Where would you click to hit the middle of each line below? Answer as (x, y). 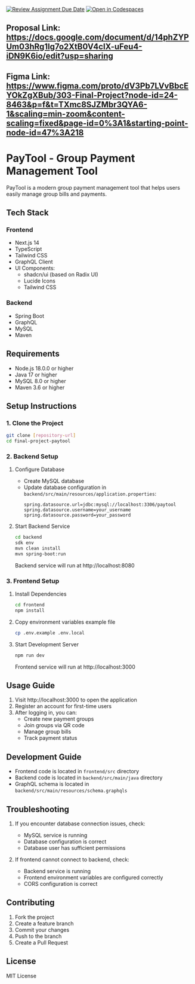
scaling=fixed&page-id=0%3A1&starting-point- (97, 123)
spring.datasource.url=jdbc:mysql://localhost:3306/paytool (100, 505)
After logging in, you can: (46, 713)
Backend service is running (57, 871)
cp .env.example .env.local (49, 633)
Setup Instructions (41, 406)
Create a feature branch (44, 923)
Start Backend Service (42, 526)
